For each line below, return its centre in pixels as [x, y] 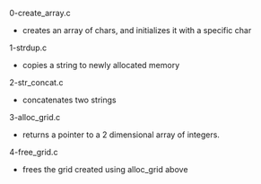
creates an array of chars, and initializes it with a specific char [137, 30]
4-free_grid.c [34, 152]
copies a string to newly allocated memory [101, 65]
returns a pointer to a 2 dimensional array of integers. [121, 135]
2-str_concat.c [36, 83]
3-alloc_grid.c [35, 117]
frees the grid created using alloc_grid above [105, 169]
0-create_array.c [40, 13]
